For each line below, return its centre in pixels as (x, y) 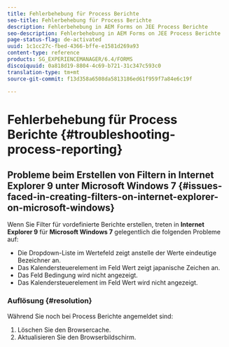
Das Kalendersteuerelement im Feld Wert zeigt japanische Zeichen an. (119, 268)
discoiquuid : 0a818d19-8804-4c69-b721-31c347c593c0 (84, 66)
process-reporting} (65, 149)
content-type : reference (43, 53)
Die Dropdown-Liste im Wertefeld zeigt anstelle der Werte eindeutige (117, 253)
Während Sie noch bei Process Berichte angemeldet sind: (90, 316)
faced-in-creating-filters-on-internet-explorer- (113, 197)
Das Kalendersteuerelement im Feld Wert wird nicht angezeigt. (107, 283)
